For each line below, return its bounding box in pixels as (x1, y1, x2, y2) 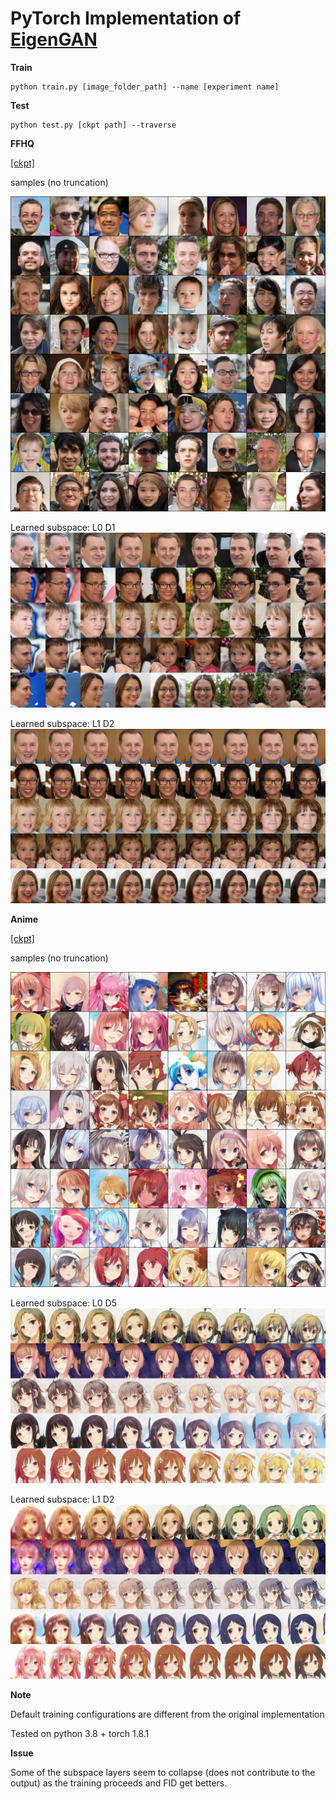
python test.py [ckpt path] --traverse (10, 120, 177, 130)
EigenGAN (10, 28, 98, 51)
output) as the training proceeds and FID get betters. (10, 1777, 228, 1789)
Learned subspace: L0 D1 (10, 521, 116, 533)
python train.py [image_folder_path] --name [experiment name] (10, 82, 280, 92)
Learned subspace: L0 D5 (10, 1297, 117, 1309)
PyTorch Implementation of (10, 7, 242, 30)
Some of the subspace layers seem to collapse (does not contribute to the (10, 1767, 316, 1779)
